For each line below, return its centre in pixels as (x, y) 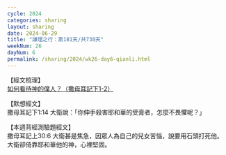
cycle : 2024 (24, 14)
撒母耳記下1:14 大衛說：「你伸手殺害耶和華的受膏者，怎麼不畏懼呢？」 (106, 112)
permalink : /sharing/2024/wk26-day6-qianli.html (79, 59)
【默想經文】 (25, 103)
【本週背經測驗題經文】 (41, 127)
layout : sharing (31, 27)
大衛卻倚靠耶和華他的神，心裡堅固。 (59, 145)
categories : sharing (37, 20)
